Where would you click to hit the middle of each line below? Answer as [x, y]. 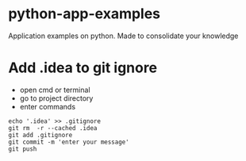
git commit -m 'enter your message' [69, 142]
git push [23, 149]
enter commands [48, 106]
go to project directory [56, 98]
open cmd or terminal [55, 90]
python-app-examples [85, 14]
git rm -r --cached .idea [53, 128]
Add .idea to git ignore [83, 68]
